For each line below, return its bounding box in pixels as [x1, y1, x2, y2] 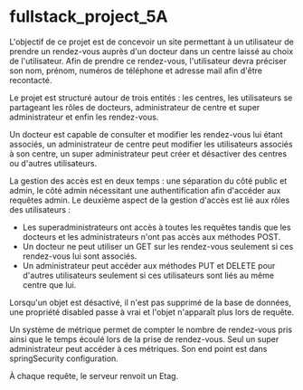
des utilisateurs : [9, 204, 71, 214]
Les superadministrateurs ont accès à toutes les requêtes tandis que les [22, 222, 291, 233]
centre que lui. [22, 279, 77, 290]
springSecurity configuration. [9, 353, 119, 364]
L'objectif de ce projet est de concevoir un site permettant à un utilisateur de [9, 36, 294, 47]
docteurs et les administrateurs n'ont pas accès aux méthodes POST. [22, 231, 281, 242]
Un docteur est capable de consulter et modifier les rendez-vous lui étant [9, 128, 283, 139]
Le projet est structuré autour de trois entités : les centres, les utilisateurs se [9, 92, 293, 103]
